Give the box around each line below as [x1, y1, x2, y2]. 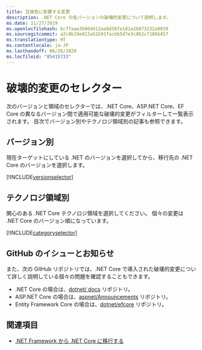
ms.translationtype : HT [6, 37, 66, 43]
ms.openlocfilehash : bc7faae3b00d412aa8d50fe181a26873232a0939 [6, 25, 169, 32]
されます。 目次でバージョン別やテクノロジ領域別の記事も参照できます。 [6, 117, 186, 125]
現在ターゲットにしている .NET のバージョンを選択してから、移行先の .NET [6, 154, 193, 161]
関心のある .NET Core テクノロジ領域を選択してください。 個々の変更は [6, 210, 184, 217]
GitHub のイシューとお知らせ [6, 248, 115, 258]
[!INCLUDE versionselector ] [6, 173, 74, 181]
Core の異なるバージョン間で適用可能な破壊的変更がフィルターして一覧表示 [6, 110, 194, 117]
